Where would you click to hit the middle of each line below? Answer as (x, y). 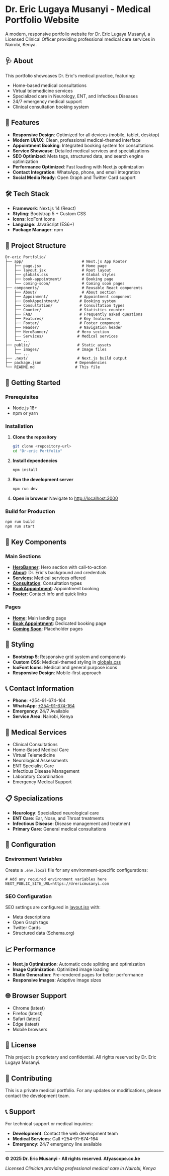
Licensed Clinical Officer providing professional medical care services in (80, 39)
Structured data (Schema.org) (44, 933)
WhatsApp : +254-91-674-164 (44, 706)
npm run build (20, 521)
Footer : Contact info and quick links (50, 594)
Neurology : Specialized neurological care (56, 812)
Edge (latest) (26, 1024)
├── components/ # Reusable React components (74, 288)
